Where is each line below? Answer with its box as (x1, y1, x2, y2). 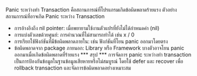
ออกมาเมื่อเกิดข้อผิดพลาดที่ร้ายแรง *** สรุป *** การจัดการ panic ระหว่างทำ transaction (14, 51, 192, 58)
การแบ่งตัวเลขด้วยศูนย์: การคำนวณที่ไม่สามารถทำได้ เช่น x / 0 (14, 31, 135, 38)
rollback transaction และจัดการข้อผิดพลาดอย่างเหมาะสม (14, 64, 131, 71)
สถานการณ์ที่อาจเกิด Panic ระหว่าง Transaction (5, 13, 105, 19)
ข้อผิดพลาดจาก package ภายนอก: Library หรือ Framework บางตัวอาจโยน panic (14, 45, 185, 51)
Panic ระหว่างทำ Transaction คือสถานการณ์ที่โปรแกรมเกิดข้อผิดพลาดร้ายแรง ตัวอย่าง (5, 6, 178, 13)
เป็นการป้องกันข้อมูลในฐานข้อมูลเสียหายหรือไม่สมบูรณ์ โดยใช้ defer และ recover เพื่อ (14, 58, 183, 65)
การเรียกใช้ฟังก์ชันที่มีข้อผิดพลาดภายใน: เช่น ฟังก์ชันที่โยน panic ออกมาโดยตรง (14, 38, 168, 45)
